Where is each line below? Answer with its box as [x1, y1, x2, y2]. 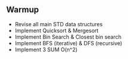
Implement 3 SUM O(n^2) [14, 46, 78, 53]
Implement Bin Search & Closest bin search [14, 33, 121, 41]
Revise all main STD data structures [14, 20, 103, 27]
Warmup [6, 5, 39, 15]
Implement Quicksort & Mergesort [14, 27, 99, 34]
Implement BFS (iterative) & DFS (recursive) [14, 39, 123, 46]
